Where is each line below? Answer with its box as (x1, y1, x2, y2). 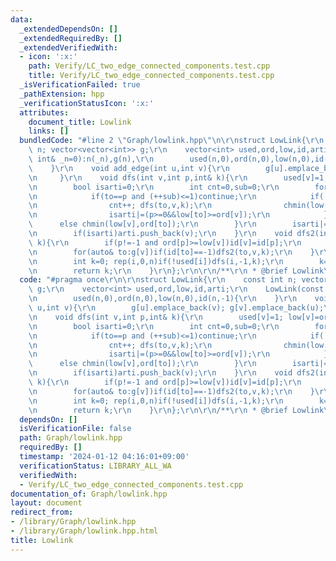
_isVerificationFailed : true (19, 80, 141, 90)
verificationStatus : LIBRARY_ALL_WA (19, 461, 172, 471)
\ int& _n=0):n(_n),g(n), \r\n (28, 154, 155, 164)
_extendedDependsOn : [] (19, 24, 118, 34)
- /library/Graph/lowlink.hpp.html (10, 526, 159, 536)
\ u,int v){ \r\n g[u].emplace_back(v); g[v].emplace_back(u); (28, 303, 325, 313)
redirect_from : (10, 507, 74, 518)
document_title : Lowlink (28, 117, 132, 127)
